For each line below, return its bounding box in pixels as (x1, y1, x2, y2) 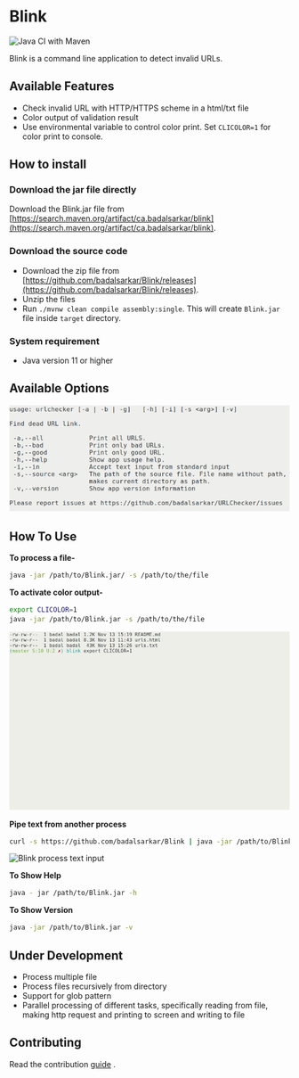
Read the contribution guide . (9, 1058, 116, 1069)
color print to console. (21, 131, 104, 142)
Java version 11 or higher (21, 355, 114, 366)
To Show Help (9, 870, 62, 881)
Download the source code (9, 245, 128, 258)
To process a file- (9, 553, 76, 564)
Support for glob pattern (21, 990, 112, 1000)
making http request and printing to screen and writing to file (21, 1009, 246, 1020)
